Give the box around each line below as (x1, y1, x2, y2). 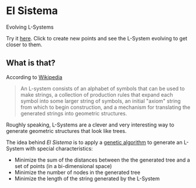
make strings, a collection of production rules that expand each (20, 91, 173, 98)
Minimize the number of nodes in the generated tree (14, 169, 140, 176)
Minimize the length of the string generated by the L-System (14, 175, 160, 182)
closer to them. (6, 41, 43, 48)
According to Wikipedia (6, 73, 63, 80)
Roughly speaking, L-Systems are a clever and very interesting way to (6, 121, 174, 128)
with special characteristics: (25, 145, 93, 152)
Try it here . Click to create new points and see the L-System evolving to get (6, 35, 188, 42)
